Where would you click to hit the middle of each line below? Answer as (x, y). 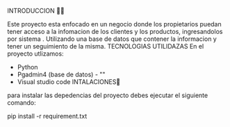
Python (27, 67)
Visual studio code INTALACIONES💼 (69, 82)
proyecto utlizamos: (35, 53)
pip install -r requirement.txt (47, 116)
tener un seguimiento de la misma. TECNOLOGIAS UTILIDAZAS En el (106, 46)
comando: (22, 103)
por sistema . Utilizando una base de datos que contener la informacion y (112, 39)
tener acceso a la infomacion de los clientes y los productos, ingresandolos (115, 32)
